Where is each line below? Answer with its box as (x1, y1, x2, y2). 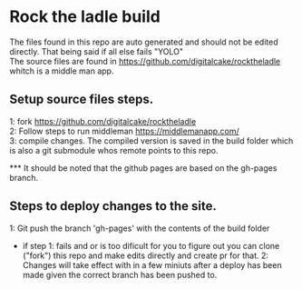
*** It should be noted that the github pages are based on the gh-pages (9, 162, 278, 174)
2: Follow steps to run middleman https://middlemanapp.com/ (9, 125, 240, 136)
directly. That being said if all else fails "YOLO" (9, 45, 184, 56)
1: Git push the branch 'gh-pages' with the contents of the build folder (9, 223, 270, 234)
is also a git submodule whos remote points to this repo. (9, 144, 219, 155)
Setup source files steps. (9, 92, 154, 107)
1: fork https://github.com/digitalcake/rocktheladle (9, 115, 197, 126)
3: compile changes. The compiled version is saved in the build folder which (9, 135, 294, 146)
